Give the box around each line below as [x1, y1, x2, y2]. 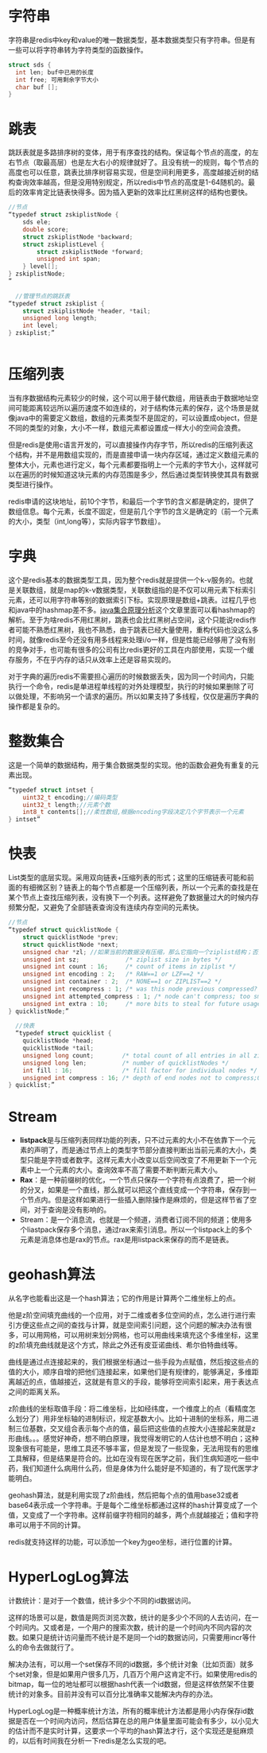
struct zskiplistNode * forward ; [37, 247, 145, 255]
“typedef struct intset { [8, 785, 94, 794]
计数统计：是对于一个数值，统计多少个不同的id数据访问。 [8, 1596, 195, 1606]
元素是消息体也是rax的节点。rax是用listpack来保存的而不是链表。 [19, 1235, 234, 1245]
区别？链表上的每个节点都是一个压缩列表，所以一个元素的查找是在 [42, 882, 259, 892]
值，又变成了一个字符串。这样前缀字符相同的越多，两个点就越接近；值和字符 [8, 1510, 259, 1520]
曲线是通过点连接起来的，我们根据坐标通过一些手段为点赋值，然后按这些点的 [8, 1358, 259, 1367]
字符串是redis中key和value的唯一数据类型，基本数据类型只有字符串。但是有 [8, 35, 256, 45]
